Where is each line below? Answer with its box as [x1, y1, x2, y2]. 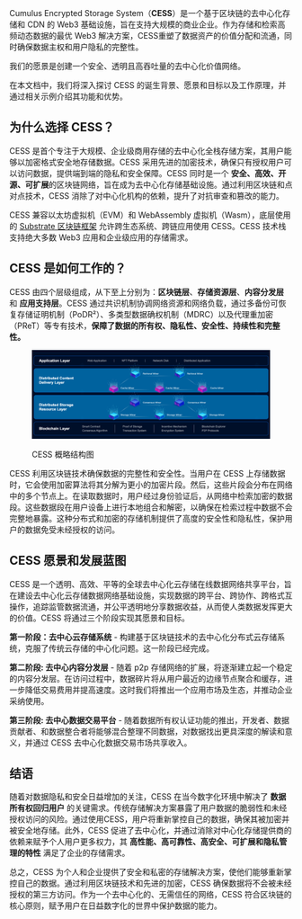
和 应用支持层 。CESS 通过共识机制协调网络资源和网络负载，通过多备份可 [9, 298, 279, 308]
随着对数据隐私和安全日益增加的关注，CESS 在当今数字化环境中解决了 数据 [9, 791, 287, 802]
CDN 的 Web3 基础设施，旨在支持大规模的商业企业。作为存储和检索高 [26, 19, 286, 30]
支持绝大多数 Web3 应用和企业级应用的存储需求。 [9, 232, 193, 243]
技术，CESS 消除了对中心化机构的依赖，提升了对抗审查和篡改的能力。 [24, 190, 285, 201]
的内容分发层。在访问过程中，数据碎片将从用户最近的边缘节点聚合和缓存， [9, 673, 285, 683]
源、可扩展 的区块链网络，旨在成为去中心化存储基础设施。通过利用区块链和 [9, 179, 285, 190]
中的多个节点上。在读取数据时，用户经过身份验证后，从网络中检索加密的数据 [9, 490, 293, 501]
